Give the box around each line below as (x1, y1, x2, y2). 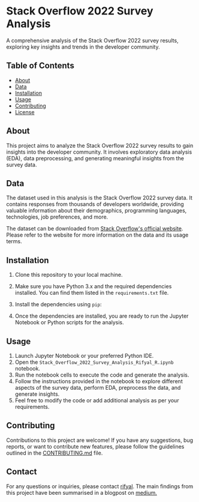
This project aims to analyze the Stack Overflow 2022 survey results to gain (6, 142, 194, 149)
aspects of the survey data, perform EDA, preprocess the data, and (14, 384, 181, 391)
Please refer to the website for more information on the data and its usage (6, 231, 189, 238)
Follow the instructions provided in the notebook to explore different (14, 378, 183, 385)
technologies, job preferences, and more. (6, 213, 108, 220)
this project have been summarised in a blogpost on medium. (6, 489, 158, 496)
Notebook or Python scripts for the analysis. (14, 319, 124, 326)
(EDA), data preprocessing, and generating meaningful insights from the (6, 154, 185, 162)
